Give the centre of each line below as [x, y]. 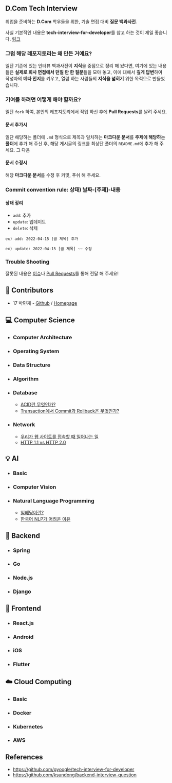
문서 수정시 [16, 163]
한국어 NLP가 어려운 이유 [45, 519]
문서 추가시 [16, 125]
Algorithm [26, 379]
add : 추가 [22, 215]
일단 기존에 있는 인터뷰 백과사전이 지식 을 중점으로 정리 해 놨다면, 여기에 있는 [81, 66]
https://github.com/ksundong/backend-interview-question [75, 775]
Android [23, 637]
